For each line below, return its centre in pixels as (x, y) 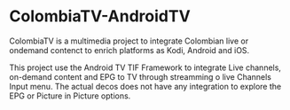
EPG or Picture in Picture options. (70, 96)
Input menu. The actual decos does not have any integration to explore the (145, 86)
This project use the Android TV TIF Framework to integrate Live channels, (145, 67)
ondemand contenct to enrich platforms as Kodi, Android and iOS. (129, 50)
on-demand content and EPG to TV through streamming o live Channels (141, 76)
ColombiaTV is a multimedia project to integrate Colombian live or (129, 41)
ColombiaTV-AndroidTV (100, 16)
